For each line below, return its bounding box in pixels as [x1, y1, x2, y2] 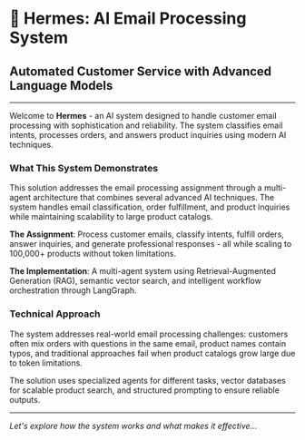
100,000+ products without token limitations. [9, 249, 177, 259]
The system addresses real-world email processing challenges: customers [9, 328, 289, 339]
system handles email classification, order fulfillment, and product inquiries [9, 201, 290, 212]
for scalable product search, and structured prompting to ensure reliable [9, 385, 280, 396]
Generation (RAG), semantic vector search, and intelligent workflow [9, 276, 261, 287]
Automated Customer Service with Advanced [9, 64, 272, 79]
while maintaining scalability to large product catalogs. [9, 211, 213, 222]
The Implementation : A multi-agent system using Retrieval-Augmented [9, 266, 277, 277]
